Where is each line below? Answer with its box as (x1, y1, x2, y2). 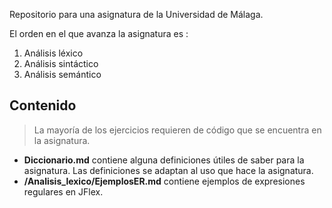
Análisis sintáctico (23, 58, 99, 69)
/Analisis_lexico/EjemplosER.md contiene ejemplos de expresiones (23, 175, 306, 187)
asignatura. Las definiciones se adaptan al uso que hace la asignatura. (23, 164, 314, 176)
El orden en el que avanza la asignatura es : (9, 28, 189, 39)
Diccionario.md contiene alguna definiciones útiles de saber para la (23, 154, 305, 166)
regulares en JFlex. (23, 185, 104, 198)
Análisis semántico (23, 69, 102, 80)
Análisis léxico (23, 47, 84, 59)
